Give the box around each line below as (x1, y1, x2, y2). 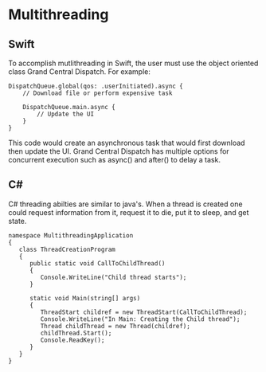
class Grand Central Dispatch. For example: (8, 67, 151, 76)
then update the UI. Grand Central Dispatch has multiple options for (8, 147, 229, 156)
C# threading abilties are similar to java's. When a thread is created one (8, 199, 243, 209)
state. (8, 216, 27, 225)
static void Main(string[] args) (29, 294, 141, 302)
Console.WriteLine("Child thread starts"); (40, 273, 187, 281)
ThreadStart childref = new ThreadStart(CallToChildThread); (40, 308, 248, 316)
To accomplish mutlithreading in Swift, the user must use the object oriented (8, 58, 259, 68)
